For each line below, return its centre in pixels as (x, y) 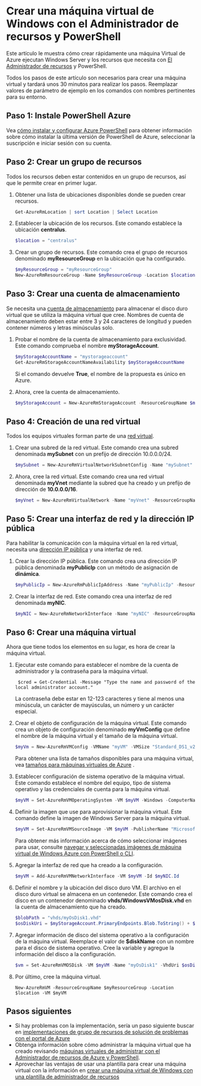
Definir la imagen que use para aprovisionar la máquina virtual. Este (98, 812)
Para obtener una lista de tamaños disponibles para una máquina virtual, (104, 758)
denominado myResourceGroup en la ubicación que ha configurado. (100, 259)
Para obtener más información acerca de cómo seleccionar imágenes (101, 841)
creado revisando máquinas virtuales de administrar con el (87, 1051)
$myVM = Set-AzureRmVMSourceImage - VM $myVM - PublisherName (91, 829)
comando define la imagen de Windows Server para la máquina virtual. (103, 818)
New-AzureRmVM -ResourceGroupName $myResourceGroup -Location (94, 987)
